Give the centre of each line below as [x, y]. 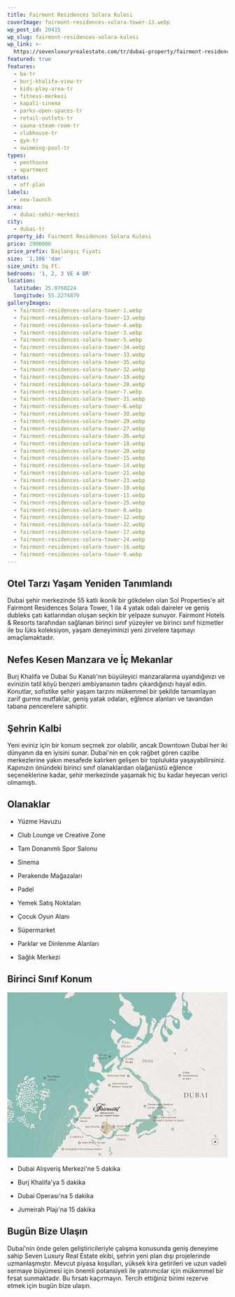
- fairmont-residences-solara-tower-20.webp [79, 451]
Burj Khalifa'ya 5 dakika [51, 1182]
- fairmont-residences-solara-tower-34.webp [79, 348]
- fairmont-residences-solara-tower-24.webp [79, 540]
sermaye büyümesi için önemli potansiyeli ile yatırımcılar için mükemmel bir [115, 1270]
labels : [19, 192]
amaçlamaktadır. [31, 638]
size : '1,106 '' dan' [36, 259]
